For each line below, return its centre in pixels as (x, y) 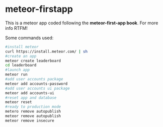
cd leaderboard (21, 65)
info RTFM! (16, 28)
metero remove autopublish (33, 112)
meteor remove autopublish (33, 116)
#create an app (21, 56)
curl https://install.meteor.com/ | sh (46, 51)
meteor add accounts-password (37, 84)
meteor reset (19, 102)
